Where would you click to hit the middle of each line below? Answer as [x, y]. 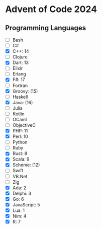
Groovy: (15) [25, 91]
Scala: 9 [21, 159]
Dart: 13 [21, 63]
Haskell [20, 97]
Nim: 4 [19, 216]
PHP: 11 [20, 131]
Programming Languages [46, 28]
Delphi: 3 [22, 193]
